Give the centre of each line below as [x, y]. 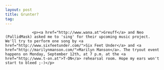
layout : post [19, 10]
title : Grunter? [22, 14]
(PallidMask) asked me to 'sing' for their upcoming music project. [78, 37]
